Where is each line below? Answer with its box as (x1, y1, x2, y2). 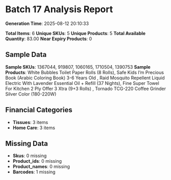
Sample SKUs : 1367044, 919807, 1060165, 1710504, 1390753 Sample (5, 64, 151, 70)
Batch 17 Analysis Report (5, 4, 113, 15)
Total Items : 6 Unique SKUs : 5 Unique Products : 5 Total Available (5, 30, 146, 36)
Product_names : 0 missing (12, 164, 70, 170)
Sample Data (5, 50, 47, 59)
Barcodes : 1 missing (12, 169, 56, 175)
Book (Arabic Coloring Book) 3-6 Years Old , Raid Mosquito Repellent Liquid (5, 75, 165, 81)
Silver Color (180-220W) (5, 91, 57, 97)
